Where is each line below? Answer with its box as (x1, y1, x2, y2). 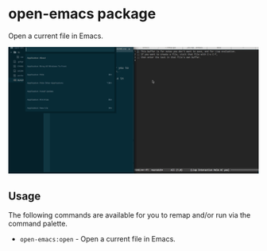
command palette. (8, 219, 68, 229)
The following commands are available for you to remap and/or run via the (8, 210, 251, 220)
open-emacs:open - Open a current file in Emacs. (19, 234, 176, 244)
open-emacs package (8, 5, 157, 23)
